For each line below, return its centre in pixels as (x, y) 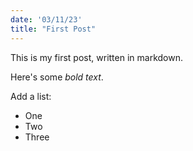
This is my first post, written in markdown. (96, 57)
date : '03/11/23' (46, 19)
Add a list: (31, 96)
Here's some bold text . (57, 77)
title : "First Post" (53, 29)
